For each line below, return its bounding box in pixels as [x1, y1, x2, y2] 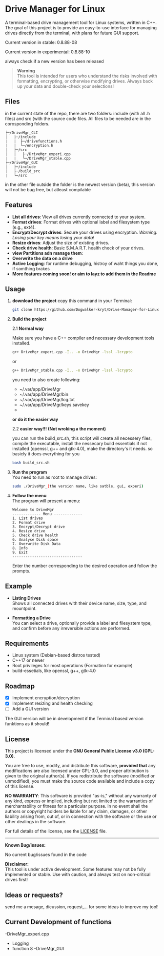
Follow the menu [12, 492, 47, 498]
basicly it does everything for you [12, 451, 80, 457]
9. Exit [12, 550, 28, 555]
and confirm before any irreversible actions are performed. [12, 625, 131, 631]
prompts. [12, 568, 31, 574]
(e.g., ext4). [12, 224, 36, 230]
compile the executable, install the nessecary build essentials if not [12, 441, 147, 446]
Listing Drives [12, 595, 41, 601]
